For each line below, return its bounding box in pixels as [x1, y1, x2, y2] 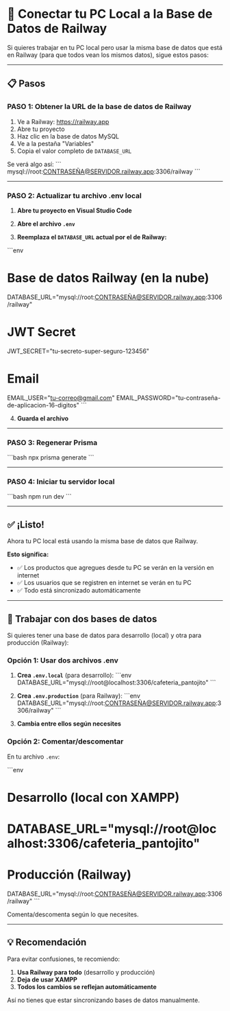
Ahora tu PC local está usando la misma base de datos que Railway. [7, 537, 199, 545]
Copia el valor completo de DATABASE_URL [16, 147, 132, 155]
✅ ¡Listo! [7, 519, 44, 530]
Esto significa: [7, 550, 49, 558]
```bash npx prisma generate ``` [7, 453, 94, 462]
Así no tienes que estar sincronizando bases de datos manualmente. [7, 996, 200, 1004]
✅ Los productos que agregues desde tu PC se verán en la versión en [16, 564, 214, 572]
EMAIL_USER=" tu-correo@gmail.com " [7, 394, 115, 402]
